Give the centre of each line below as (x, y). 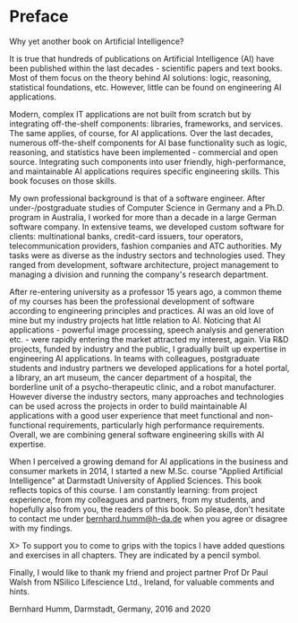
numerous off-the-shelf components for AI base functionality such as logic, (149, 143)
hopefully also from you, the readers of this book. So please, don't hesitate (147, 509)
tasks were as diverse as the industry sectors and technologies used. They (147, 255)
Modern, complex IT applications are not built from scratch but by (131, 114)
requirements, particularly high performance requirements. (157, 425)
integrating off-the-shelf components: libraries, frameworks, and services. (146, 124)
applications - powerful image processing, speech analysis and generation (147, 330)
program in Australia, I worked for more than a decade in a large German (143, 217)
